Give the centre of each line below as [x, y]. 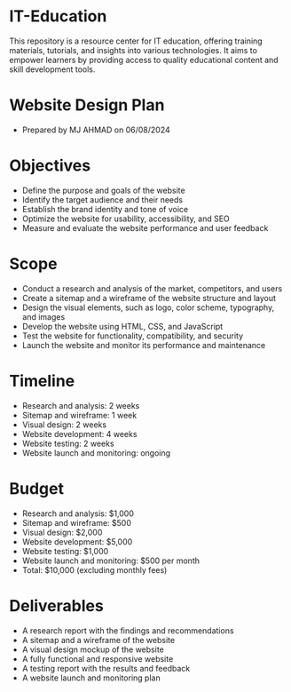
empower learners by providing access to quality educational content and [144, 60]
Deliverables [56, 605]
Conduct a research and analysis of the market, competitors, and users [152, 288]
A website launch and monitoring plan [91, 678]
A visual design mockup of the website [93, 649]
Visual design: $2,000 [62, 532]
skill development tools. [52, 69]
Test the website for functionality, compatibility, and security [133, 336]
